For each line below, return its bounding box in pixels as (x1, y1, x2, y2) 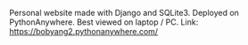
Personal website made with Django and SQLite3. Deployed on (9, 8, 239, 18)
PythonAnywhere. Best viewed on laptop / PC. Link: (9, 17, 199, 27)
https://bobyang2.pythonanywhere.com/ (9, 26, 159, 36)
